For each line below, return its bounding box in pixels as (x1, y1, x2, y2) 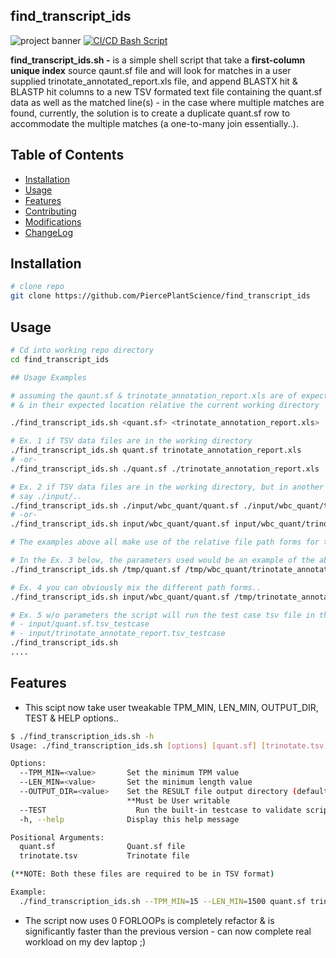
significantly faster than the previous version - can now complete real (24, 925, 312, 937)
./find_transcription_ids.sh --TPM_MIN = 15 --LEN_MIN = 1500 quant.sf (19, 896, 307, 906)
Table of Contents (10, 147, 125, 164)
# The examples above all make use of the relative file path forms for (10, 537, 320, 548)
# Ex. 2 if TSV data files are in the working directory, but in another (10, 482, 325, 492)
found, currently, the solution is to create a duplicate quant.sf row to (10, 107, 291, 119)
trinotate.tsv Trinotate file (19, 851, 190, 861)
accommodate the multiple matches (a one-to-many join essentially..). (10, 117, 299, 129)
